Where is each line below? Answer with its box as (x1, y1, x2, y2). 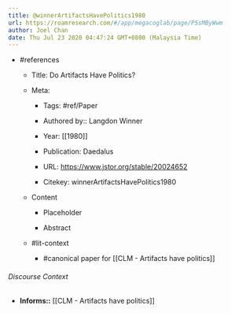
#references (19, 55, 60, 65)
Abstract (42, 223, 71, 233)
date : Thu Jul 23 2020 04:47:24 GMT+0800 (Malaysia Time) (8, 33, 202, 42)
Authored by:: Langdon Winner (42, 116, 143, 126)
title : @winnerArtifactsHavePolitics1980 (8, 11, 146, 20)
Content (31, 192, 57, 202)
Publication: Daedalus (42, 147, 114, 156)
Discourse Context (8, 271, 68, 281)
